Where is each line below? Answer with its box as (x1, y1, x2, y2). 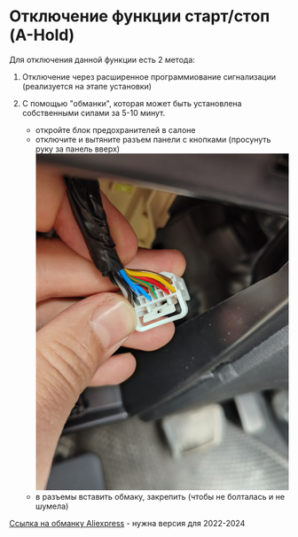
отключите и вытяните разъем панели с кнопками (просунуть (35, 134, 271, 144)
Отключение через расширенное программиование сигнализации (21, 71, 277, 82)
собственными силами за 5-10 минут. (21, 107, 166, 118)
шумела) (35, 501, 69, 511)
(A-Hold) (9, 25, 75, 45)
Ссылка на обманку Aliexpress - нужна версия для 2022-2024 (9, 518, 246, 529)
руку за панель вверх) (35, 144, 121, 154)
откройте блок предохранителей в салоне (35, 124, 196, 135)
